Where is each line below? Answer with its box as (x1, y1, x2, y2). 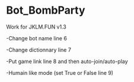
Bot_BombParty (6, 4, 85, 17)
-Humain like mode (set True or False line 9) (6, 69, 114, 76)
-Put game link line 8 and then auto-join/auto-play (6, 58, 129, 65)
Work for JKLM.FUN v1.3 (6, 23, 66, 30)
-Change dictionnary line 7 (6, 46, 71, 53)
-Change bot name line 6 (6, 34, 67, 42)
